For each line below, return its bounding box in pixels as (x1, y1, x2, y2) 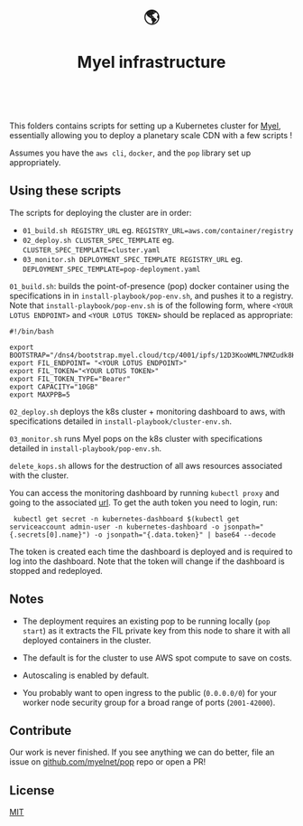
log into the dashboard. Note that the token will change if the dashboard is (9, 556, 286, 567)
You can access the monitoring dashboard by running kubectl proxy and (9, 487, 280, 498)
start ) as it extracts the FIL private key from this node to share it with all (22, 624, 290, 636)
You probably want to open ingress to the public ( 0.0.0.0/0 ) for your (22, 687, 278, 698)
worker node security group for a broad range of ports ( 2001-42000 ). (22, 697, 276, 708)
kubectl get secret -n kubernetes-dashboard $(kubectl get (13, 514, 241, 523)
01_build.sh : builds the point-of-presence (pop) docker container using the (9, 280, 290, 291)
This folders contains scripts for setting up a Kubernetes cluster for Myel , (9, 120, 281, 131)
